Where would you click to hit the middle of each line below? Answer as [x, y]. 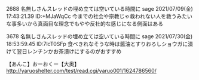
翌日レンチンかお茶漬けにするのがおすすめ [69, 51]
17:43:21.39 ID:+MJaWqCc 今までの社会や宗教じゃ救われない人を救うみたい [99, 16]
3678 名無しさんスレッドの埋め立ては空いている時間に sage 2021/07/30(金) [99, 36]
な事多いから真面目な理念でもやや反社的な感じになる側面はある [85, 24]
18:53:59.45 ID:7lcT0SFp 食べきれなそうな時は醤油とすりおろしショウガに [97, 44]
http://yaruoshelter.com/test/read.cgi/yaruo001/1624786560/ [82, 71]
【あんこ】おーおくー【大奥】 [43, 64]
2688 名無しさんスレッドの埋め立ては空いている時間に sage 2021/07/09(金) [99, 9]
